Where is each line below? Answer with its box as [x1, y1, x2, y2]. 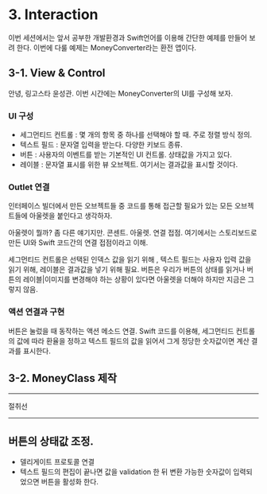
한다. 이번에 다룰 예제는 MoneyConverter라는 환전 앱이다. [16, 42, 197, 53]
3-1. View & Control [8, 66, 106, 80]
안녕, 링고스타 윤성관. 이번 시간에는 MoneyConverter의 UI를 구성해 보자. [8, 88, 234, 98]
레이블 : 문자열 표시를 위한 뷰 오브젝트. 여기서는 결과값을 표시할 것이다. [19, 160, 238, 169]
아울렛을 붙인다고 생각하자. [29, 211, 113, 220]
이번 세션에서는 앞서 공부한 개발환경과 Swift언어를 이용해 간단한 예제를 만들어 [8, 33, 248, 42]
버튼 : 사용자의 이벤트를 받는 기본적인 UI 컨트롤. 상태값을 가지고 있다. [19, 150, 233, 160]
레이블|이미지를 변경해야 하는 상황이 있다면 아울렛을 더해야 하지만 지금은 [22, 274, 246, 284]
